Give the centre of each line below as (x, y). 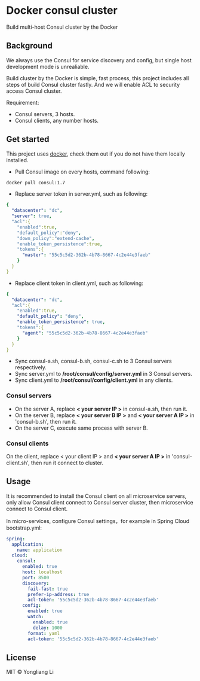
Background (29, 46)
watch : (36, 617)
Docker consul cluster (62, 10)
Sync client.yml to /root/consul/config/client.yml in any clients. (94, 380)
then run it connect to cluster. (67, 463)
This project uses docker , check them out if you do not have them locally (96, 154)
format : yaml (44, 633)
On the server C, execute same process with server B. (81, 428)
